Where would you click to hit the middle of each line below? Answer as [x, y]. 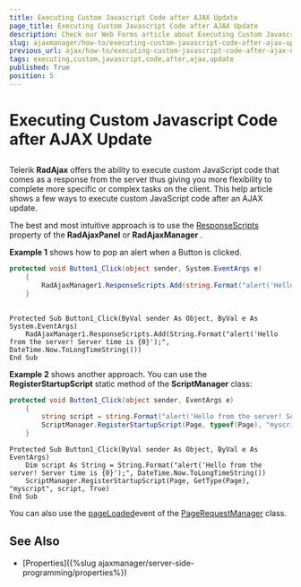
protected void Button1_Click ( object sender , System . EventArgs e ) [136, 269]
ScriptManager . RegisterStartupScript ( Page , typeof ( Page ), [152, 425]
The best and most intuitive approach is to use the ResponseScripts [134, 226]
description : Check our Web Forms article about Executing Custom [136, 34]
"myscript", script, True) [60, 489]
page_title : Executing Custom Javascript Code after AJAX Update [133, 26]
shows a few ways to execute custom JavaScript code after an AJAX [136, 199]
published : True [39, 68]
